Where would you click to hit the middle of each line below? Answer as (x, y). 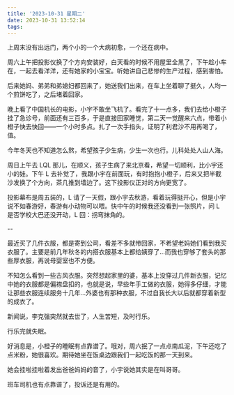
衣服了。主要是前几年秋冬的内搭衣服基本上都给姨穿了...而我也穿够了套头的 (114, 252)
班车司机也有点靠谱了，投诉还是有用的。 (65, 385)
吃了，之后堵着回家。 (56, 94)
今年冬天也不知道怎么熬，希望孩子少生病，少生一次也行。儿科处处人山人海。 (117, 150)
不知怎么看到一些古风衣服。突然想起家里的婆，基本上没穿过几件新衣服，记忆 (117, 276)
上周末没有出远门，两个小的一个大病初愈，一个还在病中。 (89, 47)
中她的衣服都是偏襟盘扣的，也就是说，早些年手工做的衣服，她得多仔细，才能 (117, 284)
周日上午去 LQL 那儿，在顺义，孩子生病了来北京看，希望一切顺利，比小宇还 (116, 165)
